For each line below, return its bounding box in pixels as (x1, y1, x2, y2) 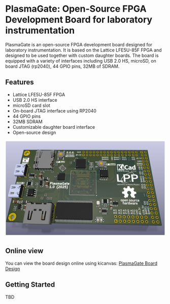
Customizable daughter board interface (12, 124, 95, 130)
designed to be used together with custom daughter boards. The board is (5, 52, 159, 59)
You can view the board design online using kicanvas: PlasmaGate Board (5, 260, 158, 266)
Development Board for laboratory (5, 14, 153, 25)
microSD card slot (12, 102, 51, 108)
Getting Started (5, 281, 55, 289)
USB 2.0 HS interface (12, 97, 57, 103)
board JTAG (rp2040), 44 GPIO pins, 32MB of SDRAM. (5, 63, 120, 69)
